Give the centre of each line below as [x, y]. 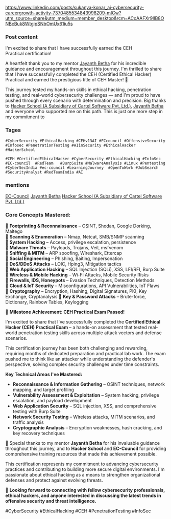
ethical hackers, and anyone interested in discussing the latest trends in [83, 495]
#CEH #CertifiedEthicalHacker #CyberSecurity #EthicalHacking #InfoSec [83, 159]
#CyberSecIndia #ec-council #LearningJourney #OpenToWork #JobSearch [82, 168]
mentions [17, 185]
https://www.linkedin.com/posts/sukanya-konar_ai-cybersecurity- [75, 7]
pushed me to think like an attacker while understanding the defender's [80, 359]
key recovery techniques [39, 433]
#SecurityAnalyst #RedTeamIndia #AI [44, 172]
